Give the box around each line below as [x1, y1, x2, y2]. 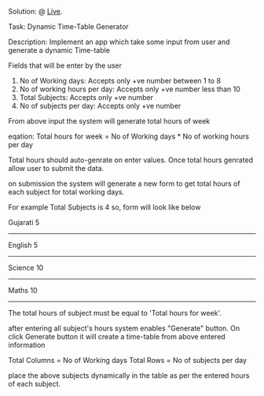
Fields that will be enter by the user [8, 61, 122, 70]
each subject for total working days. [8, 187, 125, 196]
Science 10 [8, 263, 44, 272]
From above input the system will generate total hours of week [8, 117, 211, 125]
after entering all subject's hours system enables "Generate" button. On [8, 324, 240, 333]
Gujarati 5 [8, 218, 40, 227]
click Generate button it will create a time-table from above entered [8, 332, 225, 341]
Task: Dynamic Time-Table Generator [8, 22, 130, 31]
